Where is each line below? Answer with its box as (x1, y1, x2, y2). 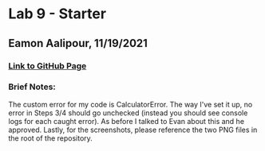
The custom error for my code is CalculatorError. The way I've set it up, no (8, 99, 253, 109)
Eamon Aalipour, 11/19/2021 (8, 37, 148, 50)
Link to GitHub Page (8, 60, 87, 72)
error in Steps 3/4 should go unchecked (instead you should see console (8, 108, 248, 118)
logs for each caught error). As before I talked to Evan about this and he (8, 116, 245, 126)
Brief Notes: (8, 81, 56, 92)
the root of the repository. (8, 133, 93, 143)
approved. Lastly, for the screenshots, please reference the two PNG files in (8, 125, 258, 134)
